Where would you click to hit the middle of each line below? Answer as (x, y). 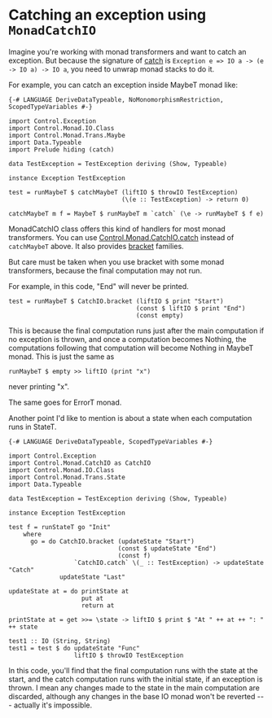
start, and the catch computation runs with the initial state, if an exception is (136, 679)
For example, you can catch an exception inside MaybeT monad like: (123, 85)
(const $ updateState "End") (167, 548)
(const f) (134, 555)
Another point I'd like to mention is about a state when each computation (130, 418)
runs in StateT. (33, 427)
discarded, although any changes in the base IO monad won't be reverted (132, 696)
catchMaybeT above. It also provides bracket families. (97, 246)
